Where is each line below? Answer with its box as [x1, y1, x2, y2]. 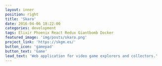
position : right [5, 12, 39, 17]
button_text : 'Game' [5, 49, 48, 54]
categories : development [5, 26, 56, 31]
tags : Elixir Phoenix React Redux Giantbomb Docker [5, 30, 114, 35]
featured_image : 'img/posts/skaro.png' [5, 35, 87, 40]
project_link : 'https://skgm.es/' [5, 40, 77, 45]
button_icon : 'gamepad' [5, 44, 54, 49]
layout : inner [5, 7, 35, 12]
